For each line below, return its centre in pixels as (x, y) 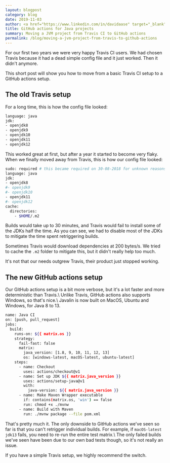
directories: (24, 211)
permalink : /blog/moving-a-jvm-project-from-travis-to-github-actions (81, 39)
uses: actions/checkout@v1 (52, 371)
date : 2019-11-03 (24, 19)
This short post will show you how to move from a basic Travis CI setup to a (84, 73)
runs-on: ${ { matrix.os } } (43, 334)
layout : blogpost (24, 10)
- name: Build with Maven (46, 409)
